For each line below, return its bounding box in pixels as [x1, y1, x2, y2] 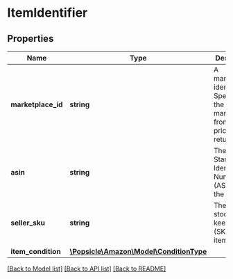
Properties [7, 33, 54, 45]
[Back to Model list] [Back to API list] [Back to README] [7, 264, 166, 273]
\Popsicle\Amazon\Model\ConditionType [69, 247, 207, 256]
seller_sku [10, 218, 46, 228]
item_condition [10, 247, 61, 256]
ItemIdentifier [7, 5, 88, 21]
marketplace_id [10, 99, 63, 109]
